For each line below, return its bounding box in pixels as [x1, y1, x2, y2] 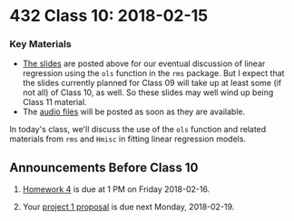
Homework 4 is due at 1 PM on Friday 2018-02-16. [22, 184, 211, 195]
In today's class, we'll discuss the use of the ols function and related [9, 124, 267, 135]
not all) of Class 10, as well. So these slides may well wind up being [22, 87, 274, 98]
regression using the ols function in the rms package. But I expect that [22, 68, 285, 79]
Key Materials [9, 38, 72, 51]
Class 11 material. [22, 97, 88, 108]
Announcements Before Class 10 [9, 159, 199, 175]
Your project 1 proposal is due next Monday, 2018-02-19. [22, 201, 235, 213]
